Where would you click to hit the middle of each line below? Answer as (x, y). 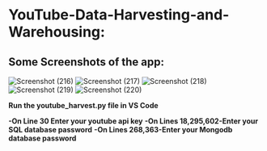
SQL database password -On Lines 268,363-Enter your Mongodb (121, 130)
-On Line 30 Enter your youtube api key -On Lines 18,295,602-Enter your (133, 121)
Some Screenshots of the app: (86, 62)
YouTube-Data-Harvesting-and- (119, 15)
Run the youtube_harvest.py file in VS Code (84, 105)
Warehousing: (57, 32)
